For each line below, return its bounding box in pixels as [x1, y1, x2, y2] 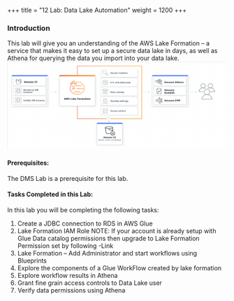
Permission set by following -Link [17, 241, 114, 250]
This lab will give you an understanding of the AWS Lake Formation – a [7, 39, 210, 47]
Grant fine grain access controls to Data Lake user [17, 279, 163, 287]
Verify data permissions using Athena [17, 286, 126, 294]
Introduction [7, 23, 50, 33]
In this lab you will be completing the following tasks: [7, 205, 159, 214]
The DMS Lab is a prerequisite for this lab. [7, 174, 129, 182]
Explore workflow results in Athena [17, 271, 118, 279]
